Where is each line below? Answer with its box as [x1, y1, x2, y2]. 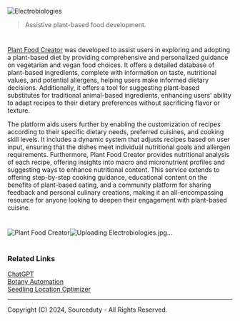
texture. [7, 106, 31, 115]
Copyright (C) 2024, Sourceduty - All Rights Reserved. [7, 305, 168, 314]
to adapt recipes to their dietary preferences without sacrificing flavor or [7, 98, 220, 107]
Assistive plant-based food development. [24, 21, 146, 29]
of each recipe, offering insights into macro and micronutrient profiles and [7, 158, 225, 167]
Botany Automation [7, 277, 64, 285]
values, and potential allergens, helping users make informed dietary [7, 76, 209, 85]
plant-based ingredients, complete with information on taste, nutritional [7, 68, 217, 77]
